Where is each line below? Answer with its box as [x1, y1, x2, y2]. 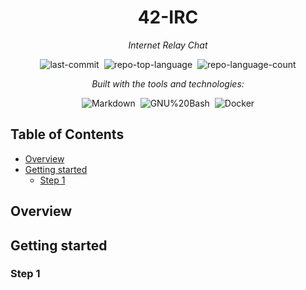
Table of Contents [10, 126, 125, 143]
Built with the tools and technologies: [91, 77, 245, 90]
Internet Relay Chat [128, 39, 208, 51]
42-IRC [137, 6, 199, 29]
